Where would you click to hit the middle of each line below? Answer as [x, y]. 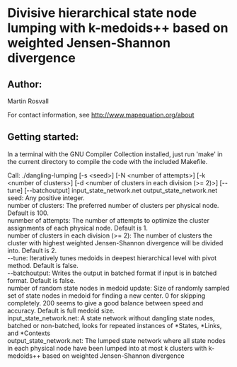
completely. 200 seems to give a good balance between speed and [105, 303]
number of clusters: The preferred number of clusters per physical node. [113, 205]
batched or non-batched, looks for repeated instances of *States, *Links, [115, 325]
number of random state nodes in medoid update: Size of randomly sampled [118, 288]
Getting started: [43, 137]
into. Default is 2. [32, 250]
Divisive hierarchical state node [102, 13]
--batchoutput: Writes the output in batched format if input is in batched [112, 273]
